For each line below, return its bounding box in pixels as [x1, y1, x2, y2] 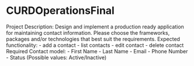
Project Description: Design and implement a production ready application [6, 23, 184, 30]
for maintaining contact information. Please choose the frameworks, [6, 29, 170, 36]
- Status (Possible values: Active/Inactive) [6, 54, 107, 61]
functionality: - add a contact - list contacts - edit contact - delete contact [6, 42, 184, 49]
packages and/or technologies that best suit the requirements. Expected [6, 35, 180, 42]
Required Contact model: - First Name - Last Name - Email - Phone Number [6, 47, 188, 54]
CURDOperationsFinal [6, 4, 115, 17]
